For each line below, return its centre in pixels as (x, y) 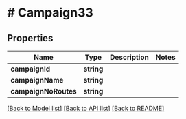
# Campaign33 (50, 13)
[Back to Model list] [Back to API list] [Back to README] (86, 108)
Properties (30, 38)
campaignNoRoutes (44, 91)
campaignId (30, 69)
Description (129, 57)
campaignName (37, 80)
